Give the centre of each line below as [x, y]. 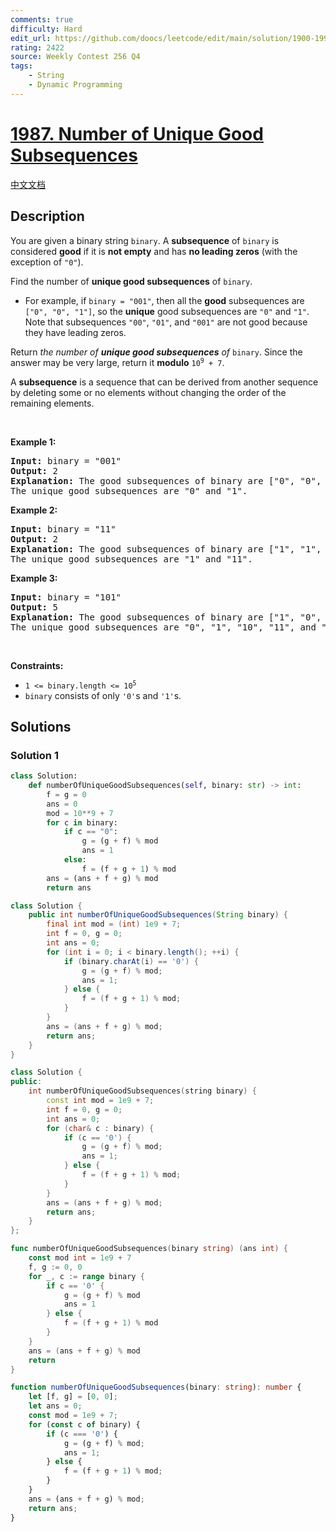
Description [47, 216]
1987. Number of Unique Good [137, 133]
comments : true [42, 19]
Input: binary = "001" [66, 460]
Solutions [41, 726]
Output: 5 [34, 607]
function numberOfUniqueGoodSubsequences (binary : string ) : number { [156, 1387]
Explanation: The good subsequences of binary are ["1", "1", [166, 549]
